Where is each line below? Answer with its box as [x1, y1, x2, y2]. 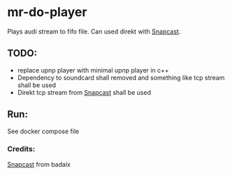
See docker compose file [7, 127, 80, 135]
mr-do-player [7, 4, 87, 20]
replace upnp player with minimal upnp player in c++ [17, 66, 169, 74]
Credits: [7, 144, 36, 154]
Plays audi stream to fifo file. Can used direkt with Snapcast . [7, 27, 181, 36]
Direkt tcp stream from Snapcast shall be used [17, 88, 152, 96]
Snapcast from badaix [7, 160, 71, 168]
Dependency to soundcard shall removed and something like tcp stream [17, 73, 225, 82]
